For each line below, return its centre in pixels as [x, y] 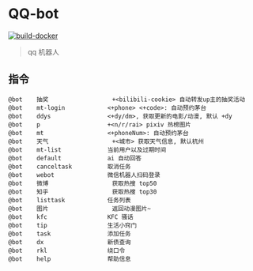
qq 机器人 [43, 51]
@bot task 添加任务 [70, 234]
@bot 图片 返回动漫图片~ [80, 209]
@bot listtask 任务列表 [70, 200]
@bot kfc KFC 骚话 [71, 217]
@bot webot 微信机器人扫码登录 [84, 175]
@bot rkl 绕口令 [67, 250]
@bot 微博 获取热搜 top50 [83, 183]
